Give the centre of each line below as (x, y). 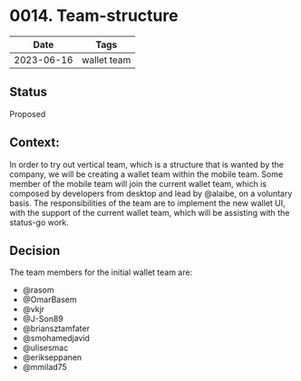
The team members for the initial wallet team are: (101, 272)
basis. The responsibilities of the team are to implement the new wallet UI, (147, 203)
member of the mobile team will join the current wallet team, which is (138, 183)
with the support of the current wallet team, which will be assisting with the (150, 212)
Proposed (28, 113)
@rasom (38, 290)
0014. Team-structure (94, 16)
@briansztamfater (56, 328)
